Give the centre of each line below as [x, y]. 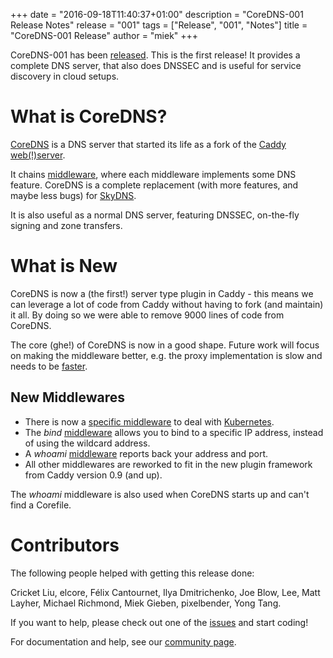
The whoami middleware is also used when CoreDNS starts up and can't [160, 494]
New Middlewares [68, 397]
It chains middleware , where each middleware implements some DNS [153, 174]
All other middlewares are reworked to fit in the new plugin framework [168, 464]
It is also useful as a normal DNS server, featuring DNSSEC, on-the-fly [155, 215]
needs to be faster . [49, 366]
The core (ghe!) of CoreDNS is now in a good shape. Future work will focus [165, 345]
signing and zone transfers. [66, 225]
